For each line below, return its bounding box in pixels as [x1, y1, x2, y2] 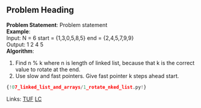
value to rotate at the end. [15, 66, 81, 73]
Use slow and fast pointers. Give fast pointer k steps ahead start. [15, 72, 180, 79]
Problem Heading [6, 5, 74, 15]
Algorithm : [6, 47, 34, 55]
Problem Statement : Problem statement [6, 21, 108, 28]
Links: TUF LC [6, 95, 42, 102]
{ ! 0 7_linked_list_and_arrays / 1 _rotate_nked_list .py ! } [6, 84, 147, 90]
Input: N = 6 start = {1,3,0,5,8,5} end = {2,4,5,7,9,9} [6, 34, 134, 42]
